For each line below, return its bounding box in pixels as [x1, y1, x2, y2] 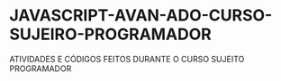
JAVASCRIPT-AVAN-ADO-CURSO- [9, 5, 273, 26]
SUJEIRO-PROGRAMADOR [9, 24, 212, 45]
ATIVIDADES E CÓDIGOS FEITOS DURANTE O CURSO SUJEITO [9, 53, 245, 64]
